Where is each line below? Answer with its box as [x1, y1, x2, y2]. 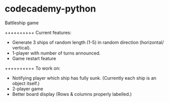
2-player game [12, 85, 44, 91]
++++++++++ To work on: [5, 65, 61, 71]
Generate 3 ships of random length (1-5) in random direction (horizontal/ [12, 39, 164, 45]
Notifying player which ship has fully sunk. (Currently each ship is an [12, 75, 156, 81]
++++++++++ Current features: [5, 29, 72, 35]
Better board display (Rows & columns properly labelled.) [12, 91, 132, 97]
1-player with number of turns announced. [12, 50, 101, 56]
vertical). [12, 44, 31, 50]
